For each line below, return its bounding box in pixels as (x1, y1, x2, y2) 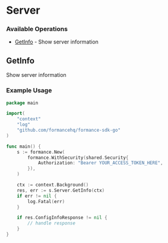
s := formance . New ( (17, 149, 65, 155)
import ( (6, 111, 26, 117)
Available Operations (6, 25, 68, 33)
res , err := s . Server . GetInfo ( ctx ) (17, 187, 105, 194)
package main (6, 99, 39, 106)
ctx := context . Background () (17, 182, 89, 188)
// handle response (27, 220, 76, 226)
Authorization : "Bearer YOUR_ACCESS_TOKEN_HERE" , (37, 160, 163, 166)
